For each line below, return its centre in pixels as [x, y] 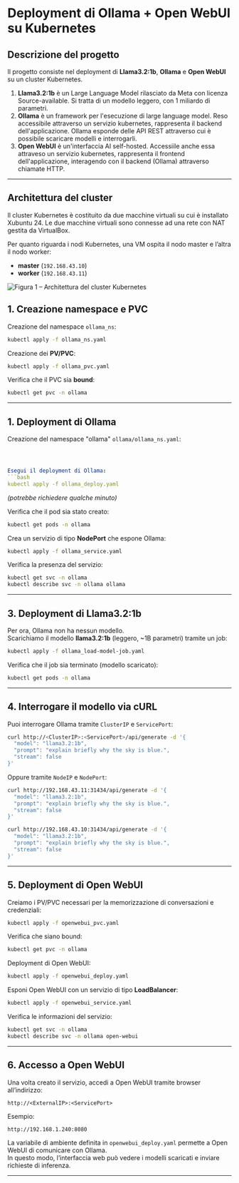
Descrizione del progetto [63, 55]
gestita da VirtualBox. [39, 230]
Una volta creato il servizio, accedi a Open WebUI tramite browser [104, 1082]
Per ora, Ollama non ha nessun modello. [66, 630]
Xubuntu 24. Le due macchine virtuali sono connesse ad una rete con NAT [116, 222]
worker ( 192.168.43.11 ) [52, 273]
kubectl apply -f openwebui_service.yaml [70, 1003]
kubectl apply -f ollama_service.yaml [65, 551]
